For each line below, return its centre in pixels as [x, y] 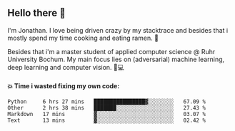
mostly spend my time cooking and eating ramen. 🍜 [83, 38]
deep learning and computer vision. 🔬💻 [66, 67]
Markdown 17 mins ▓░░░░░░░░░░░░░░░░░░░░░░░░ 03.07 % [106, 115]
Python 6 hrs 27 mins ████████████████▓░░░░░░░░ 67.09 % [106, 102]
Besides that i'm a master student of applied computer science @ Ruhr [111, 51]
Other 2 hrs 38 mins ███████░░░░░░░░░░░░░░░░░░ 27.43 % [106, 108]
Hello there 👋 [37, 13]
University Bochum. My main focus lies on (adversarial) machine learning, [116, 59]
